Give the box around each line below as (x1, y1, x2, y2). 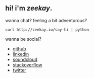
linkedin (12, 51, 29, 57)
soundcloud (12, 56, 38, 62)
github (12, 45, 26, 52)
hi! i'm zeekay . (5, 4, 53, 13)
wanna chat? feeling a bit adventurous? (5, 17, 87, 23)
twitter (12, 67, 26, 73)
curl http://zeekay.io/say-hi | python (5, 27, 89, 32)
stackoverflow (12, 61, 42, 67)
